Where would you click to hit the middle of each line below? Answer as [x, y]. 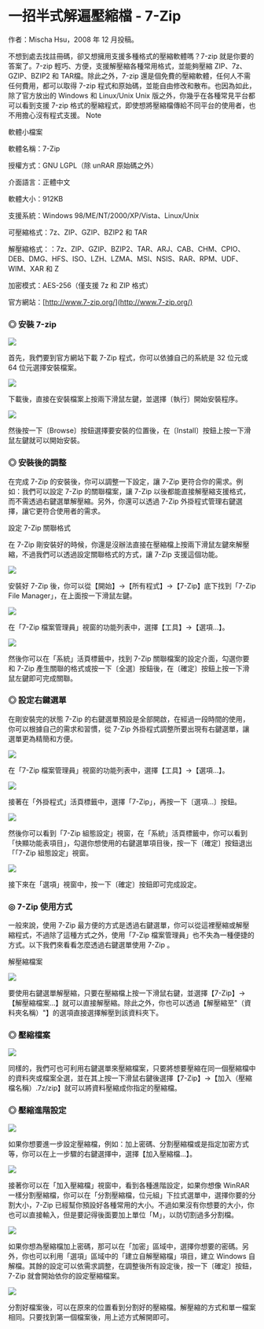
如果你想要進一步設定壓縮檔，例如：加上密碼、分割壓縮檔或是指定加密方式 [128, 1144]
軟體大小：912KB [36, 198]
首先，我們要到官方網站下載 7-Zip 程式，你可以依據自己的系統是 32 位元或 [128, 358]
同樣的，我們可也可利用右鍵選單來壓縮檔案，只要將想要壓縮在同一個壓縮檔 [128, 1069]
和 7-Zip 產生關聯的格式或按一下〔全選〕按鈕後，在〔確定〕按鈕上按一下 [126, 668]
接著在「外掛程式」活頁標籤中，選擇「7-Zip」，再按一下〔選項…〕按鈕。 [125, 801]
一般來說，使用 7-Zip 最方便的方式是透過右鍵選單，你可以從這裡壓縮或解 [126, 925]
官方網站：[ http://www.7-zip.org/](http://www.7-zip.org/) [101, 302]
